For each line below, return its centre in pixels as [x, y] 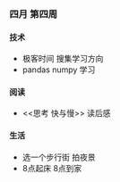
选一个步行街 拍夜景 [59, 157]
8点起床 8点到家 [52, 168]
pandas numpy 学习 [59, 70]
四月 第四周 [34, 13]
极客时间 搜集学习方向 [63, 59]
